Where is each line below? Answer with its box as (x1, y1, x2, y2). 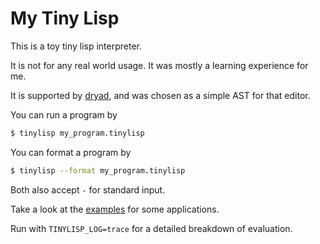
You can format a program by (10, 146, 132, 158)
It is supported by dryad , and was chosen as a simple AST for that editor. (10, 89, 311, 101)
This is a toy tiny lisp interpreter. (10, 40, 143, 52)
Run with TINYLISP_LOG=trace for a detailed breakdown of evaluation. (10, 222, 293, 234)
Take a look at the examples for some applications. (10, 203, 220, 215)
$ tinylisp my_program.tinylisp (10, 128, 145, 138)
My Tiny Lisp (10, 7, 120, 30)
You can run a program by (10, 108, 118, 121)
